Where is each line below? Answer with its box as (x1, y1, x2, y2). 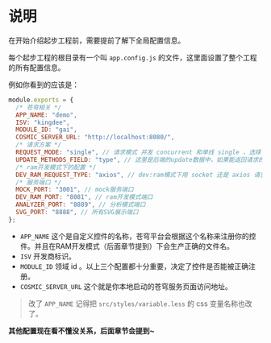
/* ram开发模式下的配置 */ (15, 163, 97, 171)
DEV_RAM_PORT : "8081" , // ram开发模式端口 (15, 193, 153, 201)
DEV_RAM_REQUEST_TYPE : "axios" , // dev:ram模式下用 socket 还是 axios (15, 171, 251, 179)
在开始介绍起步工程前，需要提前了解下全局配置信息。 (8, 35, 186, 45)
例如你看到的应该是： (8, 80, 79, 89)
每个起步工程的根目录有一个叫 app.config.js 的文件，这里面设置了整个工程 (8, 52, 257, 62)
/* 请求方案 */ (15, 141, 62, 149)
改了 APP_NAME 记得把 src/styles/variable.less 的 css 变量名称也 (27, 299, 246, 308)
